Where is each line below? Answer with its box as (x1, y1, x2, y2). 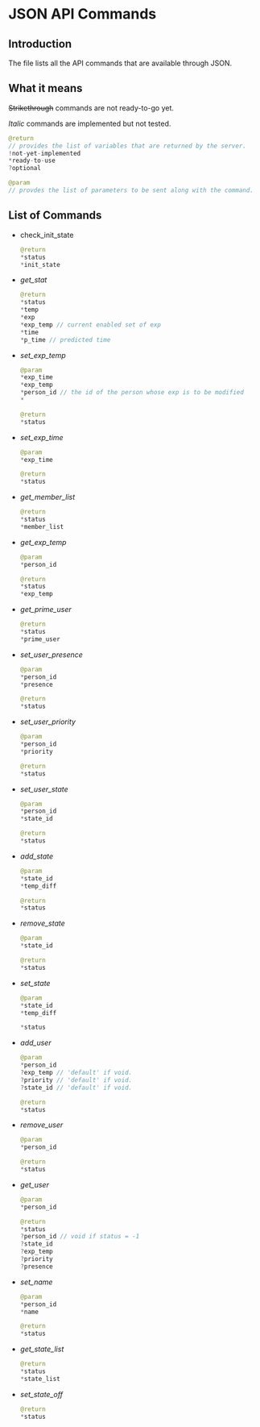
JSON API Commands (8, 5, 157, 23)
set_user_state (19, 784, 68, 794)
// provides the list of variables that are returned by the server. (8, 142, 247, 150)
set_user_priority (19, 717, 76, 726)
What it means (8, 81, 83, 95)
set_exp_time (19, 432, 64, 442)
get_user (19, 1179, 50, 1189)
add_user (19, 1038, 52, 1048)
